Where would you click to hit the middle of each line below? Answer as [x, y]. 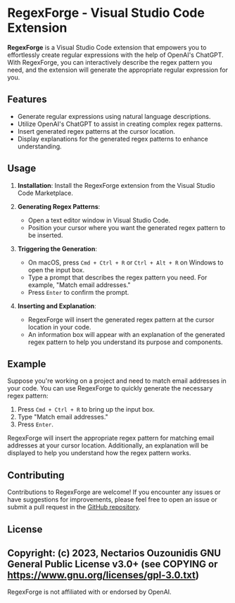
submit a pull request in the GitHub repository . [74, 507]
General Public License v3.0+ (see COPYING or [113, 564]
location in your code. [59, 327]
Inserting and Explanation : [57, 306]
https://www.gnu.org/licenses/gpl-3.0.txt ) [103, 575]
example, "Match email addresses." [79, 285]
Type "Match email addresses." [63, 417]
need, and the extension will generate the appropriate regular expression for [118, 70]
